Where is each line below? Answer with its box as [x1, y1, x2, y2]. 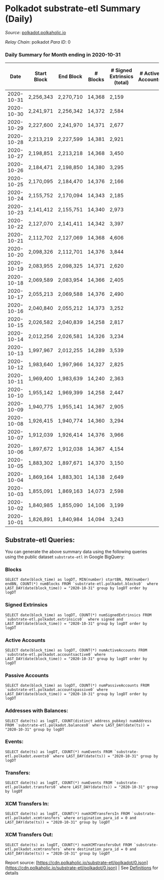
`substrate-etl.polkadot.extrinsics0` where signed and [5, 617, 123, 622]
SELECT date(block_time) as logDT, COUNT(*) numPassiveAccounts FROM [5, 683, 150, 688]
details [5, 870, 19, 876]
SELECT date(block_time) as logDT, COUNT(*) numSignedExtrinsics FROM [5, 613, 152, 618]
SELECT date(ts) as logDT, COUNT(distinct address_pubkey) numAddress [5, 718, 152, 723]
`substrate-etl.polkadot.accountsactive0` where [5, 652, 106, 657]
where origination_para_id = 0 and [64, 816, 137, 821]
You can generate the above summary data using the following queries [5, 549, 147, 555]
